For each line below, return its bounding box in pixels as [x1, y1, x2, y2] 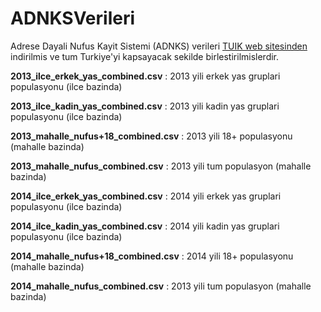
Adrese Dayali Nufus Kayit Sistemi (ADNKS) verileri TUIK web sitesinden [10, 40, 308, 52]
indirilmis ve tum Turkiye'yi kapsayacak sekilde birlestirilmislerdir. [10, 50, 280, 62]
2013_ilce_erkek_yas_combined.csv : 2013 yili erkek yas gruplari [10, 70, 281, 82]
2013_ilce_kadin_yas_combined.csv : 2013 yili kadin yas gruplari [10, 100, 280, 112]
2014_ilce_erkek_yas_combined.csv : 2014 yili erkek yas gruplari [10, 190, 282, 202]
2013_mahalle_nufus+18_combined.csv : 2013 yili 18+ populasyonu [10, 130, 293, 142]
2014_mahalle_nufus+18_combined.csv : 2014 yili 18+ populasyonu [10, 250, 294, 262]
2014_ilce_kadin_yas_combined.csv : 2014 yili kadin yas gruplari [10, 220, 280, 232]
